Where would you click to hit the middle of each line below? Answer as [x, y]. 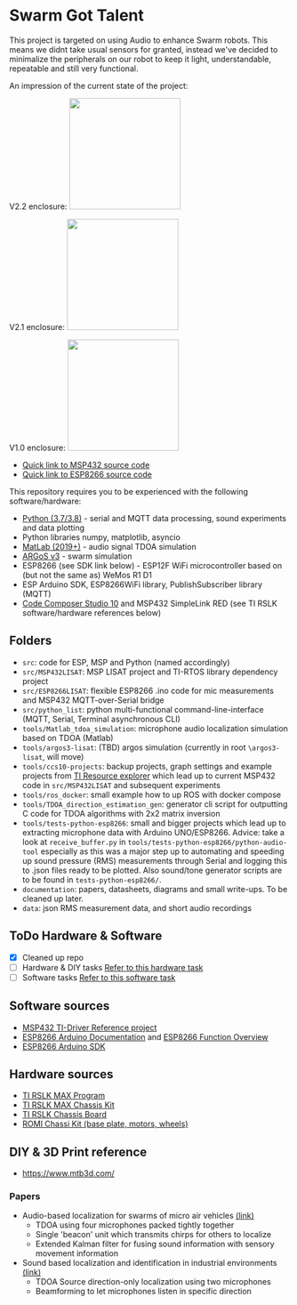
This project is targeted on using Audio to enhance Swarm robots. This [139, 40]
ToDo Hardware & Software [86, 936]
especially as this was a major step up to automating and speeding [162, 851]
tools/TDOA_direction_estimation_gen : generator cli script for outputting [155, 804]
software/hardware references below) [92, 612]
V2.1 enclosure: [37, 326]
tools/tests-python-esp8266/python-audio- [207, 842]
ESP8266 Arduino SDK [64, 1046]
